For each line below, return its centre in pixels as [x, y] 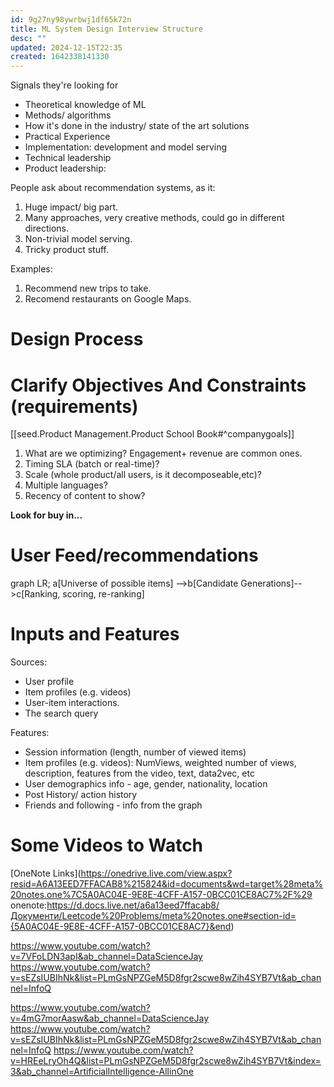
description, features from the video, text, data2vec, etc [139, 773]
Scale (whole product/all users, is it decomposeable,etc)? [143, 475]
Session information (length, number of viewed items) [135, 752]
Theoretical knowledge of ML [85, 105]
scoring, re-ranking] [103, 594]
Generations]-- [271, 583]
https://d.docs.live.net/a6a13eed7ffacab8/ [133, 905]
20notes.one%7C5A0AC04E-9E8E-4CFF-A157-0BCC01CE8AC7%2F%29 [161, 895]
